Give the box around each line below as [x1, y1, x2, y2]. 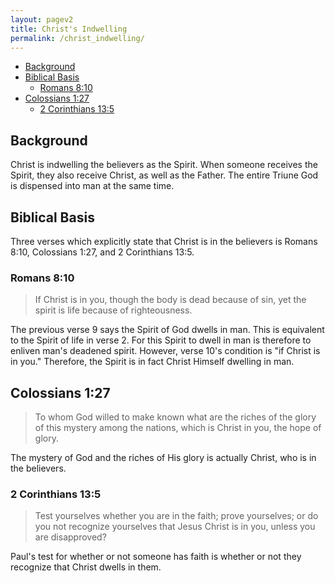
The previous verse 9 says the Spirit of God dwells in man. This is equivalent [10, 324, 325, 336]
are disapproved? [34, 531, 107, 543]
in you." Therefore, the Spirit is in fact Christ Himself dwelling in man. [10, 356, 295, 368]
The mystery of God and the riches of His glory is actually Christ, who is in [10, 452, 317, 464]
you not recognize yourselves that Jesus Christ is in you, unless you [34, 521, 316, 533]
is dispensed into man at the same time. [10, 180, 175, 192]
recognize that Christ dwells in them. [10, 561, 162, 573]
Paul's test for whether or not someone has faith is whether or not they [10, 551, 302, 563]
